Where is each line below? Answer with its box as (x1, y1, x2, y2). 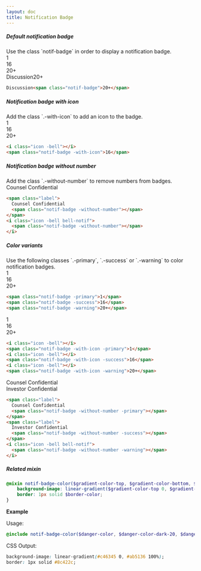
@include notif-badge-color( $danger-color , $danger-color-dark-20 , (6, 531, 178, 537)
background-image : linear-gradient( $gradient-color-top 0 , (17, 486, 167, 492)
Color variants (6, 241, 43, 249)
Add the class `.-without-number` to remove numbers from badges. (6, 177, 172, 185)
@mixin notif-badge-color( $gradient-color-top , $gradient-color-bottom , (6, 481, 191, 487)
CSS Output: (6, 542, 37, 549)
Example (6, 508, 29, 515)
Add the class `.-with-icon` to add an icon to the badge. (6, 113, 143, 120)
